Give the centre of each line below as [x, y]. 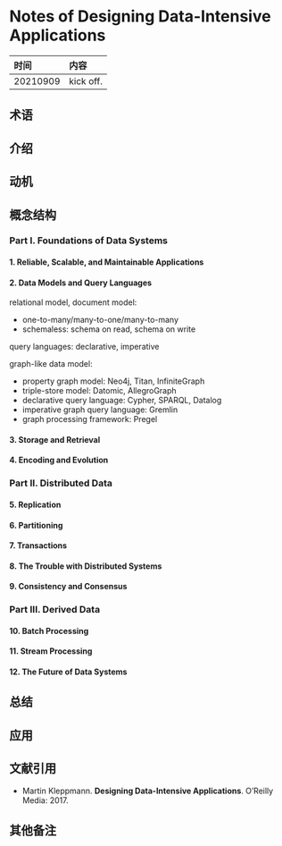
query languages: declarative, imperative [84, 347]
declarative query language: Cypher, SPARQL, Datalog [122, 401]
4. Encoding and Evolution [59, 460]
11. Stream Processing [51, 651]
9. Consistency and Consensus [68, 587]
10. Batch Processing [49, 630]
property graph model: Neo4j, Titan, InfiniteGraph [113, 381]
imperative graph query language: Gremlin [100, 410]
